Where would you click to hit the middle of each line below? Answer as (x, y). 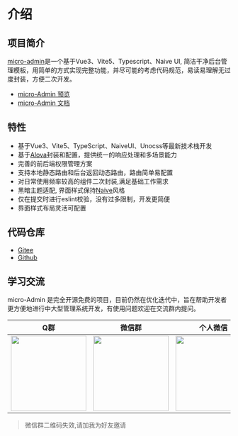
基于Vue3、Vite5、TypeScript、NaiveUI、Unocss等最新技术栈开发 (115, 145)
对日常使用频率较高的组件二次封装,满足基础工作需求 (93, 181)
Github (27, 257)
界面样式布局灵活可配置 (52, 208)
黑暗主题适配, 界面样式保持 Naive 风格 (71, 190)
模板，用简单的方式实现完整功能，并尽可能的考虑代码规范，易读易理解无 (119, 70)
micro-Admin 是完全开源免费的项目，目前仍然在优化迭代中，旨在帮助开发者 (117, 300)
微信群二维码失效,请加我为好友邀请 (75, 425)
